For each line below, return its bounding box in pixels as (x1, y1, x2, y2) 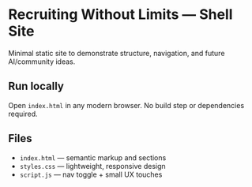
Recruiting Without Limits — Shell (8, 6, 233, 24)
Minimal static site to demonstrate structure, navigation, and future (8, 48, 225, 58)
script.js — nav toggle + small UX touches (19, 170, 163, 179)
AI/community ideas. (8, 57, 76, 66)
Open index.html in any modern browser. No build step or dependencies (8, 100, 245, 110)
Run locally (8, 80, 65, 93)
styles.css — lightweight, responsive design (19, 161, 166, 170)
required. (8, 109, 38, 118)
